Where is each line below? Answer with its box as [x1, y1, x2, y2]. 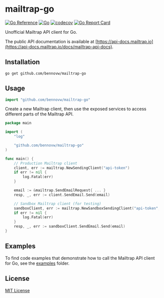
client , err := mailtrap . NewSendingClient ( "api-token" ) [14, 165, 130, 170]
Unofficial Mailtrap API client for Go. [5, 29, 77, 35]
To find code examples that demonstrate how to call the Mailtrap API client [5, 255, 155, 261]
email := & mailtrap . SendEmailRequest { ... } [14, 188, 106, 193]
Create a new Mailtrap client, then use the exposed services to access [5, 106, 146, 112]
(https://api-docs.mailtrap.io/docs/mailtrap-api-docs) [5, 44, 112, 49]
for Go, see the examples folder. [5, 260, 70, 266]
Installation [5, 58, 40, 67]
